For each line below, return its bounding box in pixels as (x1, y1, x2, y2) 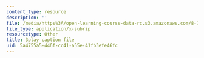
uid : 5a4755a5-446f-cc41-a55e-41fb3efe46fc (6, 43, 118, 49)
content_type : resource (6, 8, 67, 15)
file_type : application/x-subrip (6, 25, 91, 32)
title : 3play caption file (6, 37, 75, 43)
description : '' (6, 14, 47, 21)
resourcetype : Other (6, 31, 59, 37)
